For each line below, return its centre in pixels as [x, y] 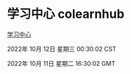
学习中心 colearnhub [66, 14]
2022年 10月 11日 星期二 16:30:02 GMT [61, 63]
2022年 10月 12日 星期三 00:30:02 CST [62, 49]
